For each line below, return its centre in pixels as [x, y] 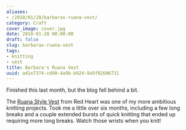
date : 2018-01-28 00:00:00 [40, 34]
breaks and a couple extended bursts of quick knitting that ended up [91, 114]
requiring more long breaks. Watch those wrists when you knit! [84, 121]
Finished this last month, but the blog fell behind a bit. [73, 90]
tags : [13, 51]
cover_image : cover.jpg [36, 28]
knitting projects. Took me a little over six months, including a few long [93, 108]
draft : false [22, 40]
